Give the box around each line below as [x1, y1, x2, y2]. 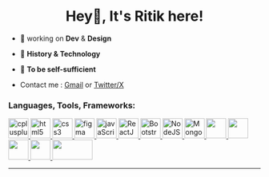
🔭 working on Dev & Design [19, 33, 112, 43]
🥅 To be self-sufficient [19, 64, 96, 74]
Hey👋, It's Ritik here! [65, 7, 204, 26]
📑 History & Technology [19, 49, 101, 58]
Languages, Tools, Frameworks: [8, 100, 136, 111]
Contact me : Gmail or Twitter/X [19, 80, 124, 89]
